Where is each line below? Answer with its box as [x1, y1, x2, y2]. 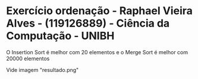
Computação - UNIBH [6, 29, 115, 42]
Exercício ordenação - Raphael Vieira [6, 4, 193, 18]
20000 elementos [6, 55, 50, 62]
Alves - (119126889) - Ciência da [6, 17, 170, 30]
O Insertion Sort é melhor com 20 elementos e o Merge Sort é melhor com [6, 48, 188, 55]
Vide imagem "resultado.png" [6, 66, 79, 73]
